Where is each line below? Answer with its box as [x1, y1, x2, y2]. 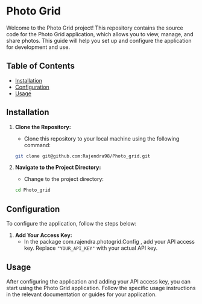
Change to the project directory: [24, 176, 104, 183]
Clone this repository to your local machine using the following [24, 135, 180, 142]
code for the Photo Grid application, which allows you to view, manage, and [6, 30, 194, 37]
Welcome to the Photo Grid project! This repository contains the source [6, 24, 183, 31]
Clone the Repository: [14, 123, 71, 130]
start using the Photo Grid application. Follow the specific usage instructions [6, 284, 196, 291]
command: [24, 141, 51, 148]
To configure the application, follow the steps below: [6, 220, 137, 227]
